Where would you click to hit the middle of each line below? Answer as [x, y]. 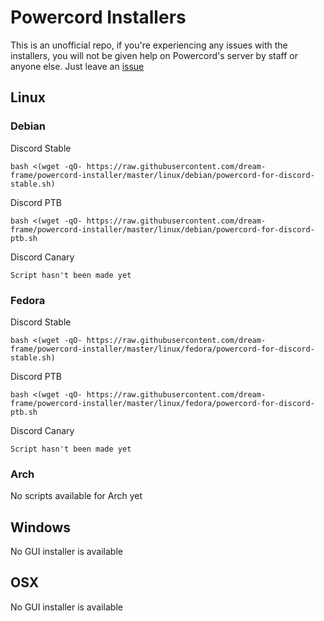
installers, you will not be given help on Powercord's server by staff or [154, 55]
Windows [40, 527]
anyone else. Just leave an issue [77, 66]
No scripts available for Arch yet [76, 496]
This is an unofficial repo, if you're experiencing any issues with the [149, 45]
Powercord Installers [98, 17]
